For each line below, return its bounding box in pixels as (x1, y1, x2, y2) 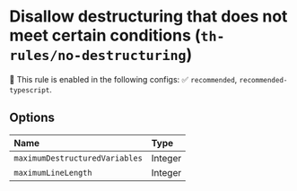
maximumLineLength (13, 168, 92, 178)
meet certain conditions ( (9, 25, 201, 46)
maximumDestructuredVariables (13, 152, 144, 163)
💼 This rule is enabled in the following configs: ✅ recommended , (9, 74, 238, 84)
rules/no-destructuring (9, 48, 187, 65)
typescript (9, 85, 50, 95)
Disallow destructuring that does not (9, 6, 288, 27)
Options (9, 110, 56, 126)
